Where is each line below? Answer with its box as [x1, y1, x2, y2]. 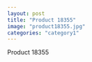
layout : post [7, 10, 45, 17]
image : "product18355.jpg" [7, 23, 86, 30]
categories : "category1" [7, 29, 79, 37]
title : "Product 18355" [7, 17, 77, 23]
